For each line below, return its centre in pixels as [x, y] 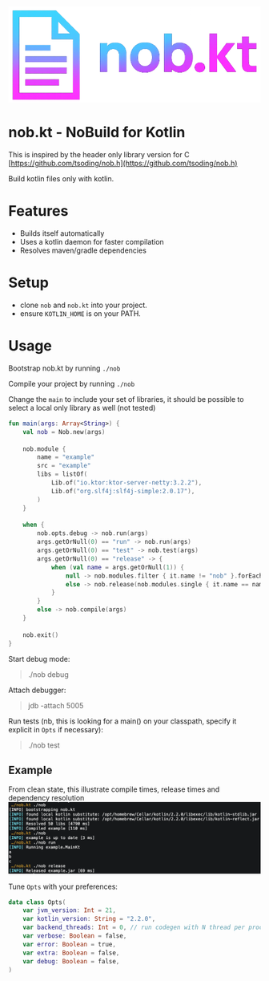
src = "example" [64, 466]
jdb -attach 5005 [56, 705]
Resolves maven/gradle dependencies [83, 250]
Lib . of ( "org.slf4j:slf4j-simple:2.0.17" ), [123, 491]
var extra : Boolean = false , [71, 953]
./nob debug [48, 674]
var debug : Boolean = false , [71, 961]
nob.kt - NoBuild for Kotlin [97, 133]
